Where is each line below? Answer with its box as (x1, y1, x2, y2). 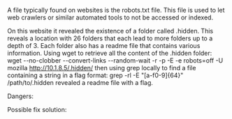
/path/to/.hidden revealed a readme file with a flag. (7, 79, 154, 86)
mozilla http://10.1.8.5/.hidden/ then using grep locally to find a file (7, 64, 196, 72)
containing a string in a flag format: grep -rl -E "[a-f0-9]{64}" (7, 71, 184, 79)
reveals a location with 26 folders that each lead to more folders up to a (7, 34, 213, 42)
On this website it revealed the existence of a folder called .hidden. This (7, 27, 214, 35)
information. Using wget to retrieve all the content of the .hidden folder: (7, 49, 212, 57)
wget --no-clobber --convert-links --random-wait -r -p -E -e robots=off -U (7, 56, 224, 65)
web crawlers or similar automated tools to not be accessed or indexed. (7, 13, 214, 22)
